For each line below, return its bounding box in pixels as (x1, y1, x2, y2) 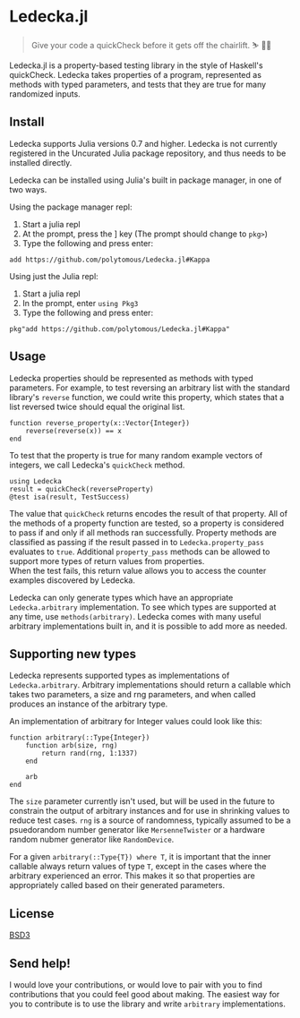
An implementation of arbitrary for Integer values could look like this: (9, 716, 262, 727)
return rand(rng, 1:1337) (41, 749, 139, 758)
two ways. (9, 184, 47, 194)
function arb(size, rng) (25, 741, 118, 750)
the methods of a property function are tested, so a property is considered (9, 518, 285, 528)
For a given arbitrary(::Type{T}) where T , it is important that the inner (9, 851, 271, 862)
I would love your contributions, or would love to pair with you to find (9, 980, 262, 990)
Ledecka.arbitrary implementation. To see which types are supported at (9, 602, 277, 612)
